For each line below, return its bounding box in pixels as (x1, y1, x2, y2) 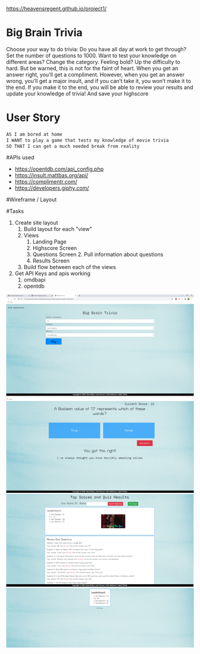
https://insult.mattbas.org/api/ (14, 171, 89, 178)
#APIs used (6, 153, 35, 161)
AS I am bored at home (6, 131, 62, 137)
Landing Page (32, 238, 67, 245)
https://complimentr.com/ (14, 178, 77, 185)
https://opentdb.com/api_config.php (14, 165, 104, 172)
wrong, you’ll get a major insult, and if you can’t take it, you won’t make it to (6, 77, 192, 84)
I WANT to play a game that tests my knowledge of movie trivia (6, 137, 169, 143)
